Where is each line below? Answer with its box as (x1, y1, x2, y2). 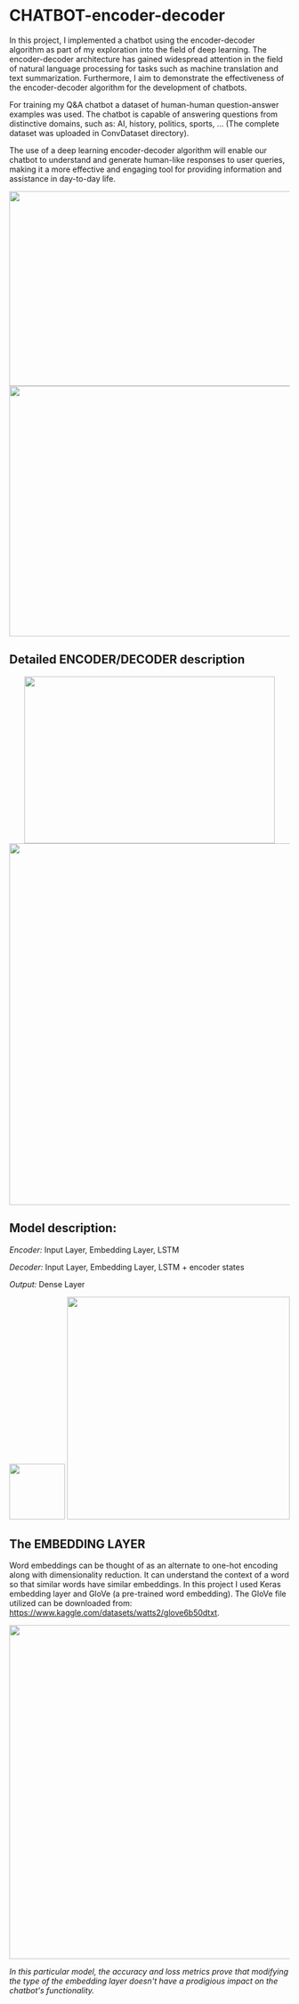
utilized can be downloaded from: (9, 1598, 133, 1609)
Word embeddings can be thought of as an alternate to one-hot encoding (9, 1560, 279, 1571)
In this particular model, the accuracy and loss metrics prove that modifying (9, 1967, 289, 1977)
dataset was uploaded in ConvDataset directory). (9, 127, 190, 138)
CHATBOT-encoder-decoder (9, 5, 225, 26)
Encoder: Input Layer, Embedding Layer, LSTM (9, 1244, 180, 1255)
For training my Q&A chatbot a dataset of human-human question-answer (9, 99, 279, 110)
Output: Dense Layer (9, 1278, 85, 1289)
